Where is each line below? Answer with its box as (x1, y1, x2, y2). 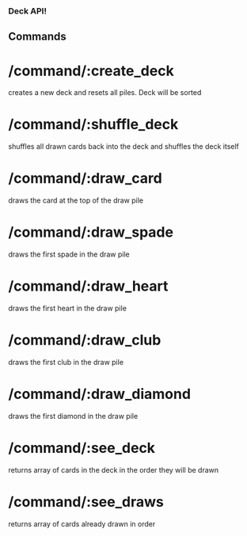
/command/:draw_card (8, 169, 162, 188)
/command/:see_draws (8, 493, 164, 511)
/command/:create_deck (8, 62, 174, 80)
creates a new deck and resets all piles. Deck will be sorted (8, 88, 202, 97)
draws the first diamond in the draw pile (8, 411, 139, 420)
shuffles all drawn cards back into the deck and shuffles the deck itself (8, 142, 240, 151)
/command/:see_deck (8, 439, 156, 457)
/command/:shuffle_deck (8, 116, 179, 134)
